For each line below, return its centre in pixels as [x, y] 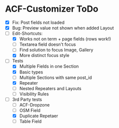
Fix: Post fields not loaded [38, 22]
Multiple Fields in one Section [49, 66]
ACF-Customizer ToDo [52, 9]
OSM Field [30, 110]
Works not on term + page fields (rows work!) [65, 39]
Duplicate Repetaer [39, 116]
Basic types [31, 72]
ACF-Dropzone [34, 105]
